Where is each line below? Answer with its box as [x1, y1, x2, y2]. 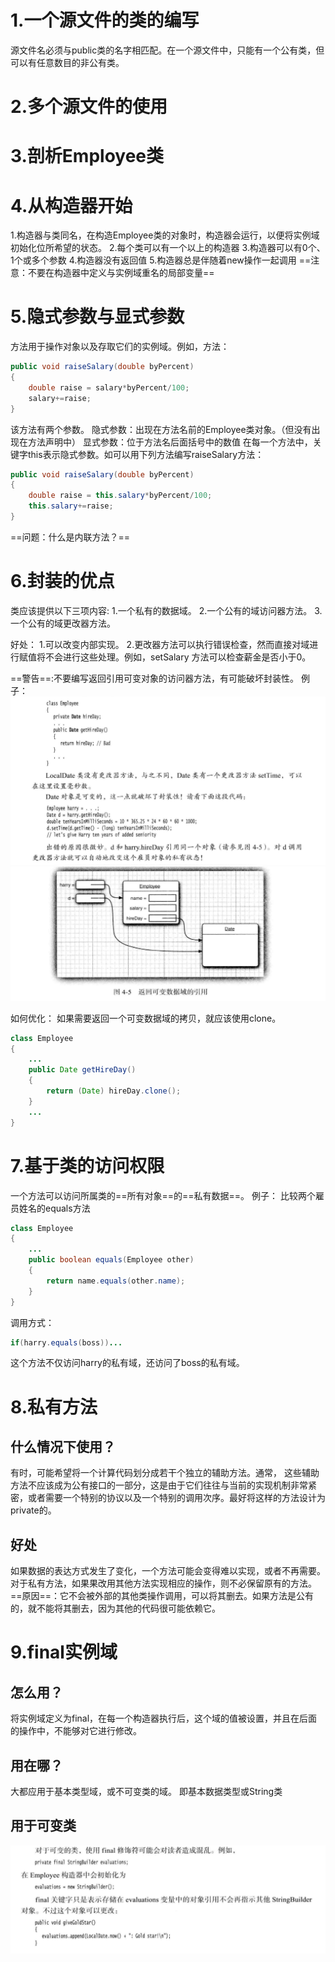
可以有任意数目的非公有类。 [10, 56, 125, 68]
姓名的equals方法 [18, 1202, 91, 1214]
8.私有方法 [10, 1396, 98, 1418]
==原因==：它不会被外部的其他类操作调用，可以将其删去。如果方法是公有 [10, 1590, 315, 1602]
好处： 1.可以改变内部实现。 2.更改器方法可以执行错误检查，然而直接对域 [10, 638, 310, 650]
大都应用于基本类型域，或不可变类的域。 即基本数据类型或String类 [10, 1786, 283, 1797]
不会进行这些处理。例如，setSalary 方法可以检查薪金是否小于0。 [44, 651, 312, 663]
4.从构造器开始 [10, 194, 133, 217]
